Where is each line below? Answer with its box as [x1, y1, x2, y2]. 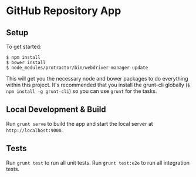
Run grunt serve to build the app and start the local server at [6, 120, 154, 127]
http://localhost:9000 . [6, 126, 63, 133]
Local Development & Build [6, 105, 107, 115]
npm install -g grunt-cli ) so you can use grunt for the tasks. [6, 88, 157, 95]
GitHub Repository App [6, 4, 121, 18]
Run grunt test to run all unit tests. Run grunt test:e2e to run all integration [6, 159, 190, 166]
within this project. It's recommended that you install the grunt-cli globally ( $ [6, 81, 191, 88]
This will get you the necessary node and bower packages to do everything [6, 75, 189, 82]
